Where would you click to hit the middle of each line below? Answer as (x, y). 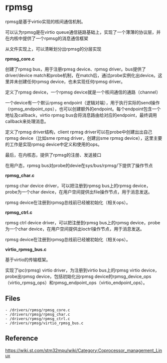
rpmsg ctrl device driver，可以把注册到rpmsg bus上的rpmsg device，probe (83, 222)
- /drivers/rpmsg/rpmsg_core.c (38, 310)
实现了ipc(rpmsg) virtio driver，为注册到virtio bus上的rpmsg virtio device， (82, 270)
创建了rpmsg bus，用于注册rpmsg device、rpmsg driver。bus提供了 (76, 69)
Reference (22, 338)
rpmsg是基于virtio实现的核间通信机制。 (45, 21)
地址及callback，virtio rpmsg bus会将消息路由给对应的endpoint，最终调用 (81, 115)
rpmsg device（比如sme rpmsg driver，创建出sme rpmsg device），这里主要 (84, 138)
